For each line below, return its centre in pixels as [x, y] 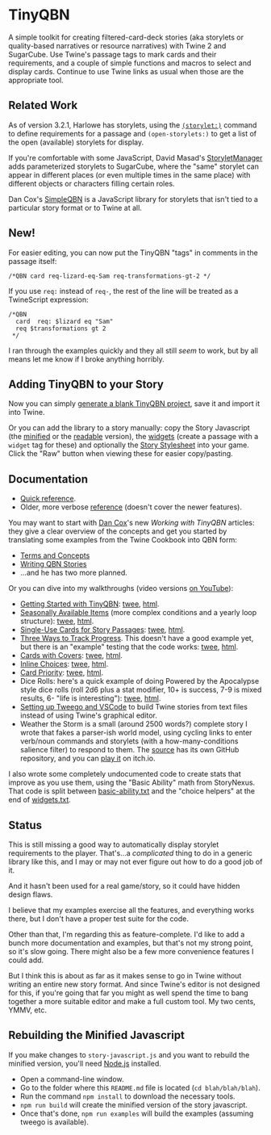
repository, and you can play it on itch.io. [88, 758]
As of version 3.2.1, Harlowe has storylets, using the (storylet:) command [133, 125]
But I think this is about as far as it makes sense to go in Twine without [125, 976]
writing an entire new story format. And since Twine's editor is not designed [134, 984]
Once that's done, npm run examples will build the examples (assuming [137, 1113]
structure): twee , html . [57, 621]
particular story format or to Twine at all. [75, 207]
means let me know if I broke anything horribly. [86, 359]
